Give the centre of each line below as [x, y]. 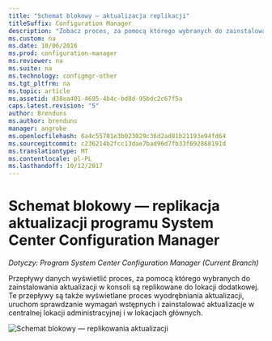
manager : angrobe [38, 128]
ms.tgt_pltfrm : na [39, 83]
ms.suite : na [30, 69]
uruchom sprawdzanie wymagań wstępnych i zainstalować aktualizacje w [132, 305]
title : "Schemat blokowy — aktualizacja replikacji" [99, 16]
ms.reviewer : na [36, 61]
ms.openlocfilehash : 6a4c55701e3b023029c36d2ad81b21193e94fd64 [117, 136]
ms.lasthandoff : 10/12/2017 [56, 166]
